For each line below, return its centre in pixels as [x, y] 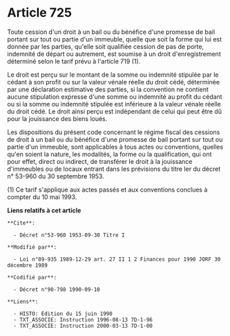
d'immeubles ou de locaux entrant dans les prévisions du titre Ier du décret [114, 169]
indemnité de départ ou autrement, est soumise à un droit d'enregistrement [114, 54]
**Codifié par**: [32, 277]
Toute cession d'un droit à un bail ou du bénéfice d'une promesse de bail [111, 32]
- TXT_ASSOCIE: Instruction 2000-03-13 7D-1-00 [83, 326]
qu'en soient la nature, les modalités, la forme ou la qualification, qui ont [109, 154]
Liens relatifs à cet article [44, 210]
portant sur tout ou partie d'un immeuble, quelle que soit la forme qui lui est [115, 39]
